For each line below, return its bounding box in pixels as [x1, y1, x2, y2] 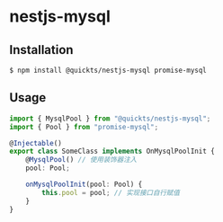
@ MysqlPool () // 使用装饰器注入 [25, 155, 138, 164]
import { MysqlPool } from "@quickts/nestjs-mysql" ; [9, 114, 211, 123]
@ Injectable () [9, 138, 63, 147]
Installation [9, 42, 74, 58]
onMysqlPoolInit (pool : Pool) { [25, 180, 143, 190]
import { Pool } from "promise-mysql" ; [9, 122, 159, 131]
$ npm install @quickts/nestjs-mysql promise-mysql [9, 66, 207, 75]
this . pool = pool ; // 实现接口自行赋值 [41, 188, 180, 197]
